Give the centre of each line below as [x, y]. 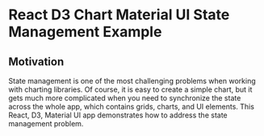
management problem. [46, 124]
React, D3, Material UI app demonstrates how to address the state [118, 115]
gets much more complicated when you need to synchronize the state [125, 98]
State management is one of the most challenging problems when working [132, 81]
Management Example [85, 32]
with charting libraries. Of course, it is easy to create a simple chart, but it [130, 89]
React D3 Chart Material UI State [119, 15]
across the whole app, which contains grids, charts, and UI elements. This [131, 107]
